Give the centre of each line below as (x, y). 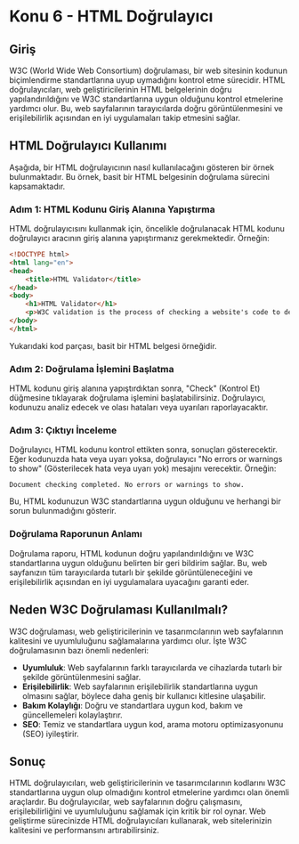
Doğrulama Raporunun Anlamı (76, 534)
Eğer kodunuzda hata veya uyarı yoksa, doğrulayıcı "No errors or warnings (146, 459)
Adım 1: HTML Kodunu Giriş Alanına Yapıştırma (112, 209)
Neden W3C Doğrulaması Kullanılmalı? (119, 610)
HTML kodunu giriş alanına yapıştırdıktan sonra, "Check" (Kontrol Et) (135, 388)
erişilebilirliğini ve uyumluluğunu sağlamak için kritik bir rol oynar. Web (138, 811)
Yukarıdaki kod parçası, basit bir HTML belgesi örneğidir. (113, 345)
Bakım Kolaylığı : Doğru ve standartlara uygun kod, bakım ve (132, 705)
